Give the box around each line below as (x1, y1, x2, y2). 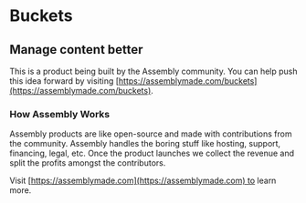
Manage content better (9, 42, 143, 57)
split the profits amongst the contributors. (9, 157, 166, 168)
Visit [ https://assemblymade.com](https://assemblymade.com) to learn (9, 175, 277, 187)
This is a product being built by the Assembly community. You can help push (9, 66, 298, 76)
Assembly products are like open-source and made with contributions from (9, 128, 292, 139)
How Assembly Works (9, 107, 111, 120)
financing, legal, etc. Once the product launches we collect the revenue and (9, 147, 295, 159)
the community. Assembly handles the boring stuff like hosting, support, (9, 138, 281, 149)
